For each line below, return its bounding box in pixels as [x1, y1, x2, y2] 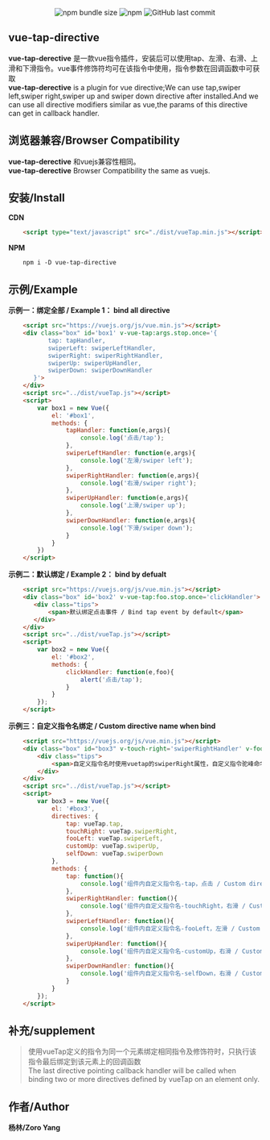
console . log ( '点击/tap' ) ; [80, 434, 165, 443]
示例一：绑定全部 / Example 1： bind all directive [8, 306, 170, 315]
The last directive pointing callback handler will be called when [27, 1066, 237, 1076]
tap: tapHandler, [47, 336, 106, 344]
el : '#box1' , [51, 411, 95, 419]
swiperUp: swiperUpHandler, [47, 359, 142, 367]
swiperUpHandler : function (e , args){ [65, 494, 189, 502]
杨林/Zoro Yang [8, 1123, 61, 1133]
